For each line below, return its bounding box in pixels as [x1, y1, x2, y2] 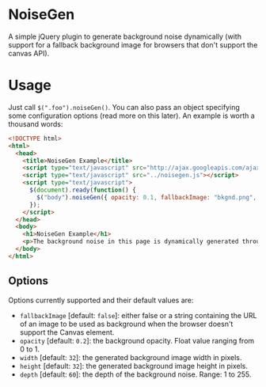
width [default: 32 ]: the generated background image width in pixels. [19, 352, 242, 362]
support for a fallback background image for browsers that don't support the [8, 40, 258, 49]
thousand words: [8, 119, 63, 128]
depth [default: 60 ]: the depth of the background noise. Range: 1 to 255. [19, 370, 252, 379]
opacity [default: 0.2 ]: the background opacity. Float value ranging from [19, 336, 255, 345]
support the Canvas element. [19, 327, 115, 337]
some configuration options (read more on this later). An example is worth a [8, 111, 255, 120]
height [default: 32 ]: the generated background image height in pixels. [19, 361, 248, 370]
